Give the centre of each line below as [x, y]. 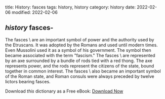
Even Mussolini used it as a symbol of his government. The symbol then [78, 50]
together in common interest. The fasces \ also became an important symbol [83, 71]
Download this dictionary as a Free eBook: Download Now [64, 91]
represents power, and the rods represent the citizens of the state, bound [80, 66]
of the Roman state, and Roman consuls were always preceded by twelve [80, 76]
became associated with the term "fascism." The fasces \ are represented [80, 55]
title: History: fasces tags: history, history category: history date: [70, 7]
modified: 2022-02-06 [35, 12]
